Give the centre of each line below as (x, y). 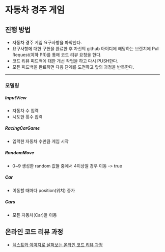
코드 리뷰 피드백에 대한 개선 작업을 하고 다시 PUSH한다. (65, 61)
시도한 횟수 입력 (27, 116)
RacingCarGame (23, 128)
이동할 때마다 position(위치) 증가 (43, 190)
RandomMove (20, 153)
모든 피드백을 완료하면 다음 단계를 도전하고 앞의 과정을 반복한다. (73, 67)
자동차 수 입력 (25, 111)
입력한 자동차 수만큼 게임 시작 (40, 141)
